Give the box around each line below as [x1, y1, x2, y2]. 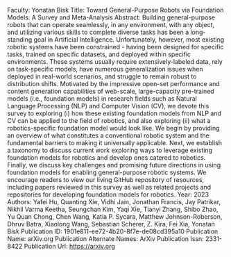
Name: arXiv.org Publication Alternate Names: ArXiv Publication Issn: [7, 235, 205, 242]
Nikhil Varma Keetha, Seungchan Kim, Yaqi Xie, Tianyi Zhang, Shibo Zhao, [7, 205, 219, 213]
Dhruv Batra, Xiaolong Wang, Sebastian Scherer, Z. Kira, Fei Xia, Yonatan [7, 220, 215, 228]
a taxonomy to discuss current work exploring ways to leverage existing [7, 146, 213, 154]
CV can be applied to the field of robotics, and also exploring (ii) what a [7, 117, 211, 124]
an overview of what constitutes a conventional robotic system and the [7, 131, 209, 140]
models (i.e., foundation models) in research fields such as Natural [7, 94, 198, 103]
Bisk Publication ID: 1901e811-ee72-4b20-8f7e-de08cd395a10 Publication [7, 227, 219, 235]
